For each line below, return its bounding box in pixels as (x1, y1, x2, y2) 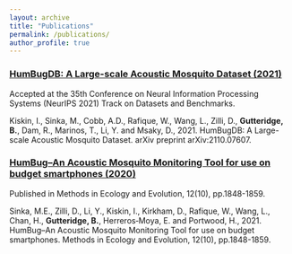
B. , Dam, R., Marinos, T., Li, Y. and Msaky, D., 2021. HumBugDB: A (9, 125, 253, 136)
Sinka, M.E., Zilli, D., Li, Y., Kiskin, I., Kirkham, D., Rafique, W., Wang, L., (9, 206, 271, 216)
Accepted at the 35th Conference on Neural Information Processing (9, 88, 259, 99)
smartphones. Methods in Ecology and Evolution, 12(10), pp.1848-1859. (9, 234, 271, 245)
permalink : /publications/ (9, 30, 110, 39)
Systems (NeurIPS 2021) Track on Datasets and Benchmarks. (9, 98, 236, 109)
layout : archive (9, 13, 70, 22)
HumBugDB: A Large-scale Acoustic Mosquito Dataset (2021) (9, 68, 282, 81)
